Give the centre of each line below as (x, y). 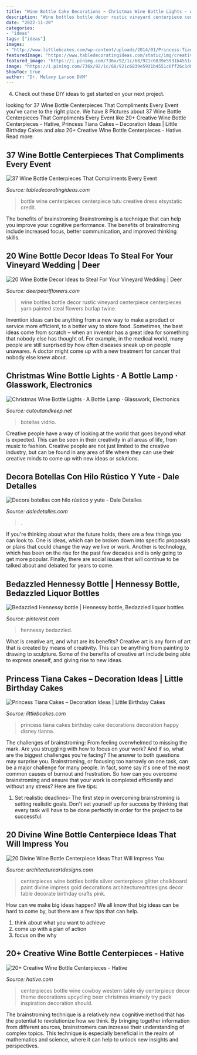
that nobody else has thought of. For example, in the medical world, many (95, 338)
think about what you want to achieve (60, 922)
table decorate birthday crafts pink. (63, 893)
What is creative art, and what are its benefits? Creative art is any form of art (98, 642)
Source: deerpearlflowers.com (43, 291)
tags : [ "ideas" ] (26, 39)
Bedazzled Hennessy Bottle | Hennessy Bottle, (93, 584)
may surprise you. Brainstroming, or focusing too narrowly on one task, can (97, 761)
